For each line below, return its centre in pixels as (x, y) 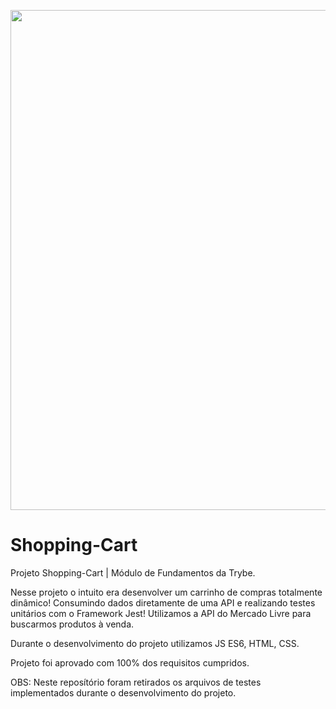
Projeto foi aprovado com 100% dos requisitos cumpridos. (130, 662)
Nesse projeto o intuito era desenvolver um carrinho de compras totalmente (166, 592)
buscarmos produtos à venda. (72, 624)
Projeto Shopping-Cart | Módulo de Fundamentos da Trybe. (133, 572)
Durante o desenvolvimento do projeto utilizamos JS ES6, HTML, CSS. (155, 643)
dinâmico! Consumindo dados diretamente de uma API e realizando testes (163, 602)
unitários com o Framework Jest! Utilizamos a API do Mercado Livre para (161, 613)
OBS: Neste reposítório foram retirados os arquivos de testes (136, 682)
